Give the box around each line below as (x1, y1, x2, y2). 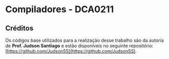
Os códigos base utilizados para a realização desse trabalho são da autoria (5, 37, 164, 43)
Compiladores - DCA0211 (5, 4, 114, 15)
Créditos (5, 24, 34, 33)
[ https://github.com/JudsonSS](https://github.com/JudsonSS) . (5, 48, 137, 54)
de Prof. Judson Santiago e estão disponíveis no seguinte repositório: (5, 43, 154, 49)
